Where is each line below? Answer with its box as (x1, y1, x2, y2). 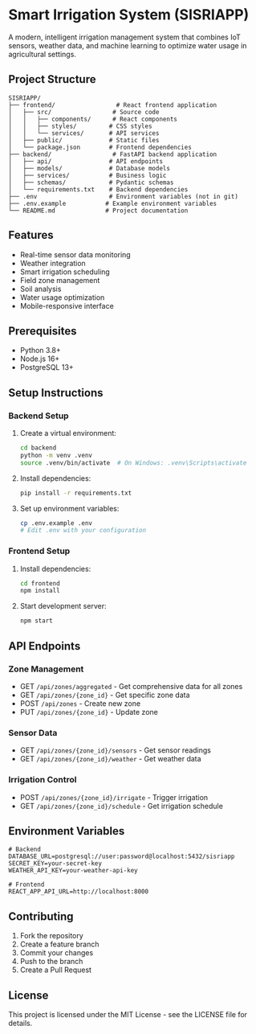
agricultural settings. (8, 49, 76, 59)
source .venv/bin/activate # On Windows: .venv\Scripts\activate (19, 458, 247, 467)
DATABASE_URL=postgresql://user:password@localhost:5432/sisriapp (8, 852, 235, 861)
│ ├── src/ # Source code (8, 108, 160, 116)
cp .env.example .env (19, 519, 92, 527)
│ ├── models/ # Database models (8, 164, 171, 172)
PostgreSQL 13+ (19, 363, 74, 372)
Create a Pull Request (19, 965, 92, 975)
